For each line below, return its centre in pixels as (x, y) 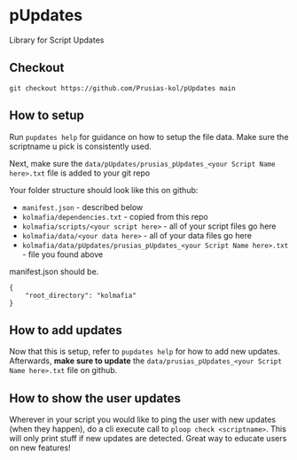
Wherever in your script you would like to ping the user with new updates (143, 420)
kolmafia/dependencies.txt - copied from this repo (115, 216)
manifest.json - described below (82, 207)
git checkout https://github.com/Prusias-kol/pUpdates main (123, 88)
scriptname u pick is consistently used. (81, 146)
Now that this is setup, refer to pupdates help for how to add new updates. (145, 352)
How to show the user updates (95, 398)
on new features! (40, 448)
